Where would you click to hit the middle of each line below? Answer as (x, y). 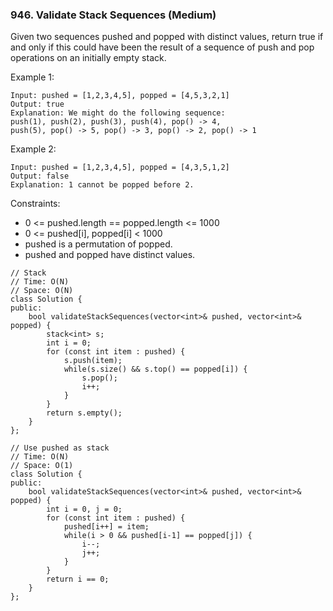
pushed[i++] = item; (106, 527)
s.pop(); (99, 378)
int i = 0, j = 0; (84, 509)
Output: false (40, 176)
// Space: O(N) (42, 291)
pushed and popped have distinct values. (110, 255)
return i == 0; (78, 579)
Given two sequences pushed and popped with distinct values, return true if (167, 37)
